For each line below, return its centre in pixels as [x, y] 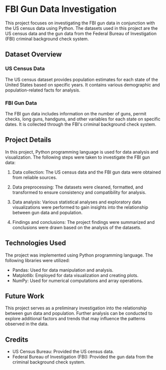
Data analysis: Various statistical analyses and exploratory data [77, 202]
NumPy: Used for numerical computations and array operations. [78, 280]
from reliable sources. [35, 177]
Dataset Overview [33, 54]
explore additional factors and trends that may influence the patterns [75, 319]
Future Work [25, 296]
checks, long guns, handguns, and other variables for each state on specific [83, 119]
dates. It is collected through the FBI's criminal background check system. [81, 124]
